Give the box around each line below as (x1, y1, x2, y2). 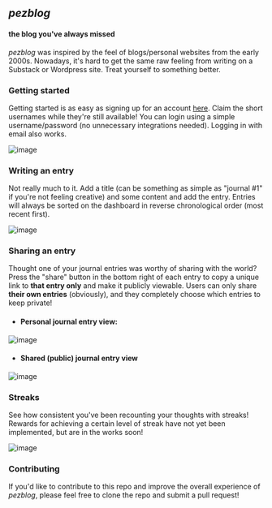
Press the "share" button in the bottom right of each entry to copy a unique (8, 272, 260, 282)
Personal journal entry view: (19, 316, 118, 327)
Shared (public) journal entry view (19, 353, 138, 364)
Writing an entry (8, 165, 75, 176)
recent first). (8, 209, 50, 219)
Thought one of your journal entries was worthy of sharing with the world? (8, 264, 257, 273)
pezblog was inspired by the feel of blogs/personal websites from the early (8, 47, 260, 57)
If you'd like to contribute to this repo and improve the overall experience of (8, 482, 261, 492)
